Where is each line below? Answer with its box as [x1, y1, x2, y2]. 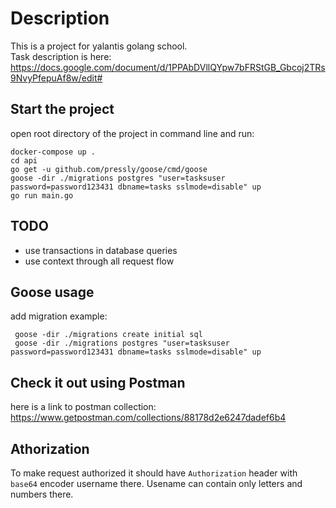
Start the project [10, 101, 115, 118]
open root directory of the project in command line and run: [10, 127, 255, 139]
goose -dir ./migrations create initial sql [14, 330, 203, 340]
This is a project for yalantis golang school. [10, 40, 188, 52]
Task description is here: [10, 50, 112, 62]
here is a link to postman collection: [10, 401, 157, 413]
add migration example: [10, 310, 108, 322]
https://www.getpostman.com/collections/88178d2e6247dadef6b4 [10, 412, 287, 424]
